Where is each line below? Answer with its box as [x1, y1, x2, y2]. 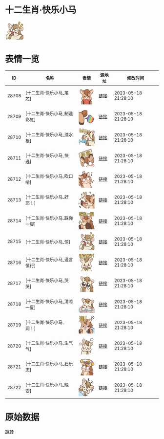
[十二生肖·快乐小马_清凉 [25, 298, 73, 304]
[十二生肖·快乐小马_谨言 [25, 257, 73, 263]
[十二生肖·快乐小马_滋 [25, 132, 69, 137]
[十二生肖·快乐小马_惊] [25, 239, 71, 244]
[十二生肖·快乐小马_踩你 [25, 215, 73, 220]
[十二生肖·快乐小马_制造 [25, 110, 73, 116]
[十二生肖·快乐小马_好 [25, 194, 69, 200]
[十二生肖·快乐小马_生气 [25, 340, 73, 346]
